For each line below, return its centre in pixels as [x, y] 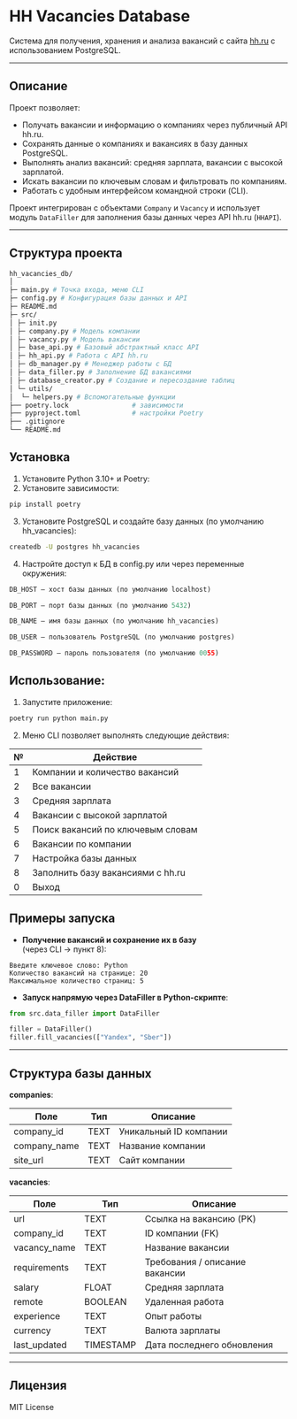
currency [32, 1331]
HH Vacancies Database [100, 16]
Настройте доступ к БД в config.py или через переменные [133, 564]
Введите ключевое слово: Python [69, 965]
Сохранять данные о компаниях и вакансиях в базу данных [135, 143]
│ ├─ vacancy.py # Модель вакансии [75, 339]
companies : [31, 1094]
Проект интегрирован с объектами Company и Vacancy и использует [135, 207]
